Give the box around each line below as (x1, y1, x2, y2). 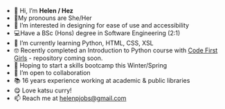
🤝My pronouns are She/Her (13, 14, 92, 22)
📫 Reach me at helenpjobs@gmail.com (13, 94, 127, 102)
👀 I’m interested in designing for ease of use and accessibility (13, 21, 189, 29)
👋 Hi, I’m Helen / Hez (13, 7, 74, 14)
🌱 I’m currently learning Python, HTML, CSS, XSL (13, 39, 154, 47)
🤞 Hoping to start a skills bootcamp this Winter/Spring (13, 61, 168, 69)
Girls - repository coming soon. (13, 54, 103, 62)
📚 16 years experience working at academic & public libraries (13, 77, 190, 84)
